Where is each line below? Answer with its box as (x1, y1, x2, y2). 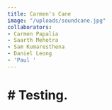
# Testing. (7, 87, 68, 103)
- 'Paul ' (7, 57, 37, 64)
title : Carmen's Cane (7, 10, 72, 18)
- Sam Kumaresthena (7, 43, 65, 50)
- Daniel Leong (7, 50, 52, 57)
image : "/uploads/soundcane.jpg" (7, 17, 106, 24)
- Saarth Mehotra (7, 37, 59, 44)
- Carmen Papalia (7, 30, 59, 38)
